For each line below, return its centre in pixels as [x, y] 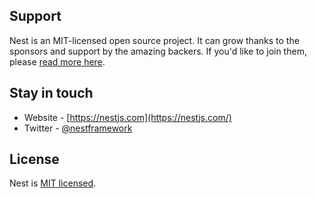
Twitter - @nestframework [78, 128]
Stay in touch [51, 93]
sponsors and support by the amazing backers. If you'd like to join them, [158, 51]
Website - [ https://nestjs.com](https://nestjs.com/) [127, 117]
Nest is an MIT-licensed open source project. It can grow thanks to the [154, 40]
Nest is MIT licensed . [53, 183]
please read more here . [57, 61]
